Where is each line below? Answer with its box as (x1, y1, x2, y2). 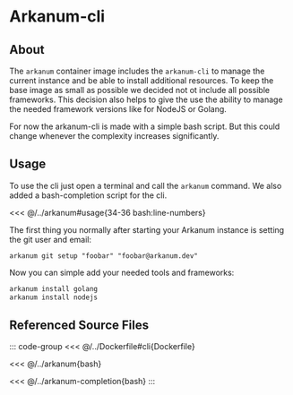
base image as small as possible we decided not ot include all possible (9, 85, 271, 95)
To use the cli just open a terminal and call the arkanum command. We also (9, 180, 282, 191)
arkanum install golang (9, 284, 99, 293)
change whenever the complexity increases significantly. (9, 131, 220, 141)
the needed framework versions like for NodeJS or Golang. (9, 104, 227, 114)
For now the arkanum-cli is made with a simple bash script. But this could (9, 121, 280, 132)
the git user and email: (9, 234, 92, 245)
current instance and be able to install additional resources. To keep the (9, 75, 274, 86)
